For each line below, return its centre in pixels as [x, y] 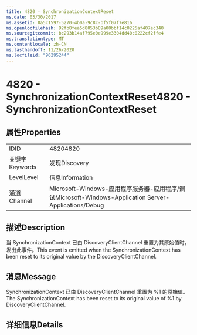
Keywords [23, 167]
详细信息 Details [35, 325]
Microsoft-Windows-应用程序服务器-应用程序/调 [117, 189]
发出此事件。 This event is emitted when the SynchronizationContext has [93, 250]
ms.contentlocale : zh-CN [36, 45]
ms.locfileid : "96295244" [38, 55]
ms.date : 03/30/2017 [31, 17]
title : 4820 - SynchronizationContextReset [60, 11]
